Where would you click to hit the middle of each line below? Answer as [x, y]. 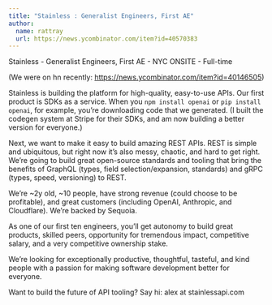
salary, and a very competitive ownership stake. [89, 243]
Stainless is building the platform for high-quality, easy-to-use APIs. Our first [136, 93]
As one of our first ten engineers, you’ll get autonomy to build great [121, 226]
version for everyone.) [45, 127]
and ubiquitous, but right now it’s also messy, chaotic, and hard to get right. [134, 152]
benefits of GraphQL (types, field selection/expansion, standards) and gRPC [136, 169]
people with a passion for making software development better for [119, 268]
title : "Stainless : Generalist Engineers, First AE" [101, 16]
